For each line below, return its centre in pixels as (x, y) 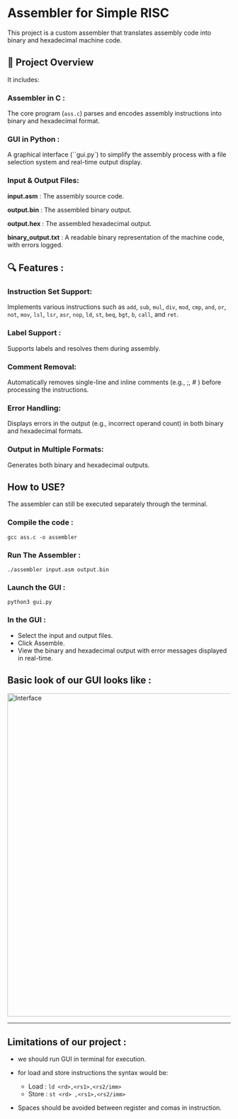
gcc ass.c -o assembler (42, 537)
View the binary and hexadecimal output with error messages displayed (122, 651)
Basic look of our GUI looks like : (80, 680)
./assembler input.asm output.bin (58, 569)
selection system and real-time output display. (75, 162)
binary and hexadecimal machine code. (65, 40)
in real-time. (35, 658)
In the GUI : (27, 620)
